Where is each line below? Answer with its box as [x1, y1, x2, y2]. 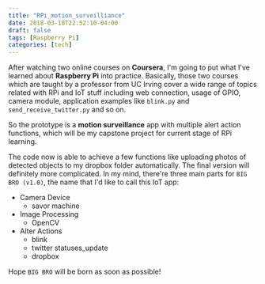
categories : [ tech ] [8, 41, 73, 49]
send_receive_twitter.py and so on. [8, 104, 127, 115]
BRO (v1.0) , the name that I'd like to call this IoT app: [8, 177, 180, 187]
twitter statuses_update [31, 243, 108, 253]
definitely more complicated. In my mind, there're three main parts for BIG [8, 169, 248, 179]
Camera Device [19, 193, 70, 203]
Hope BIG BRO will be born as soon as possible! [8, 267, 161, 277]
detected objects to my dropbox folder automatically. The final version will [8, 161, 250, 170]
